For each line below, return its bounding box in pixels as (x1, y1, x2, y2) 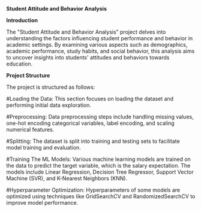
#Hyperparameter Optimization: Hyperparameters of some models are (6, 186, 181, 193)
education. (6, 60, 33, 67)
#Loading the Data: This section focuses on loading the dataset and (6, 95, 174, 102)
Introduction (6, 17, 38, 23)
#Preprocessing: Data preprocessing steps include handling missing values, (6, 114, 194, 120)
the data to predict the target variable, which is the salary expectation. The (6, 162, 191, 169)
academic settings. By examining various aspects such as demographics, (6, 41, 188, 48)
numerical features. (6, 126, 55, 133)
